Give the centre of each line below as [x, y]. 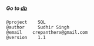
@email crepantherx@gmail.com [47, 32]
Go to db [17, 8]
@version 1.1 [26, 37]
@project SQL [26, 22]
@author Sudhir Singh [38, 27]
